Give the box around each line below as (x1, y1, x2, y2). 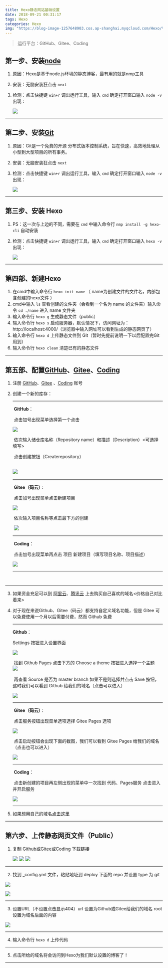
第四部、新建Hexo (5, 274, 61, 283)
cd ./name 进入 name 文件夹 (18, 307, 76, 313)
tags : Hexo (5, 17, 28, 22)
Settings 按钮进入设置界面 (12, 640, 66, 646)
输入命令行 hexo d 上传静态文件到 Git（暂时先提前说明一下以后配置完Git (12, 332, 160, 338)
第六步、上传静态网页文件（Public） (5, 832, 117, 840)
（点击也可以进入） (12, 744, 52, 750)
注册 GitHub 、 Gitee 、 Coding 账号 (12, 380, 83, 386)
